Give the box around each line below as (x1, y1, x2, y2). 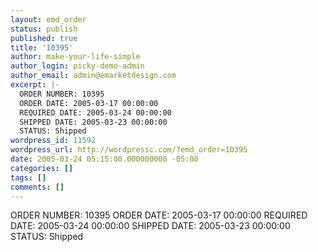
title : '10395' (10, 42, 74, 53)
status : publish (10, 24, 78, 34)
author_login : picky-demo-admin (10, 61, 145, 71)
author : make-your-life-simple (10, 52, 141, 62)
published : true (10, 33, 78, 43)
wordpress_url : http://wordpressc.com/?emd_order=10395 (10, 145, 248, 155)
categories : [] (10, 163, 74, 173)
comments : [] (10, 182, 65, 192)
